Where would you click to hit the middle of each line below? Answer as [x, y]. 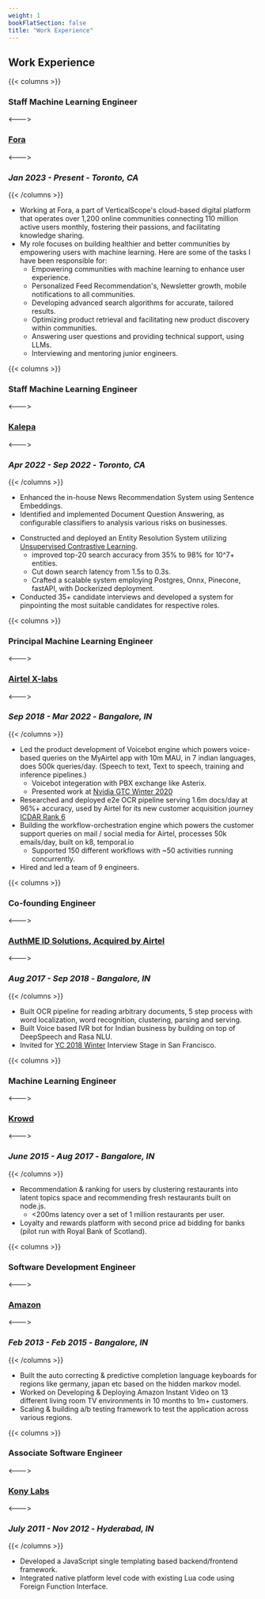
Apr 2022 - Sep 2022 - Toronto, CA [77, 464]
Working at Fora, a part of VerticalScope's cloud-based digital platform [135, 210]
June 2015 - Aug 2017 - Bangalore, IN [81, 1156]
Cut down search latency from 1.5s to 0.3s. [101, 571]
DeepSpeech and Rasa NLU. [66, 1036]
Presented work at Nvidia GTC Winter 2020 [102, 791]
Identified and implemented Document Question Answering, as [122, 514]
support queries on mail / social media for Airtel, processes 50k [123, 834]
